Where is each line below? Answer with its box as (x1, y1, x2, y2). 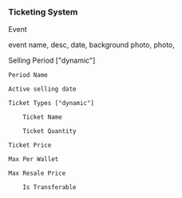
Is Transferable (22, 184, 77, 192)
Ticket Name (22, 113, 62, 122)
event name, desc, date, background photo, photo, (8, 40, 176, 50)
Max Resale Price (8, 169, 66, 178)
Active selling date (8, 85, 77, 94)
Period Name (8, 71, 48, 79)
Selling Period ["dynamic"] (8, 55, 96, 66)
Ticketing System (8, 6, 78, 18)
